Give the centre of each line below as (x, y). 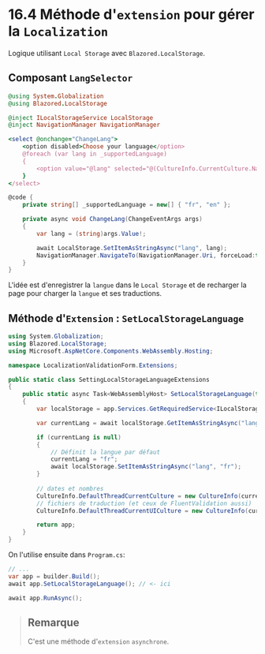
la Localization (58, 31)
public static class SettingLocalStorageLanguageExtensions (109, 379)
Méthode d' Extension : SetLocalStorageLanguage (126, 318)
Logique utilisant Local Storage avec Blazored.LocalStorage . (107, 53)
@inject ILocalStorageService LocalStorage (81, 118)
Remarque (54, 622)
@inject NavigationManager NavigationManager (84, 125)
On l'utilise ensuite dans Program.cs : (67, 555)
